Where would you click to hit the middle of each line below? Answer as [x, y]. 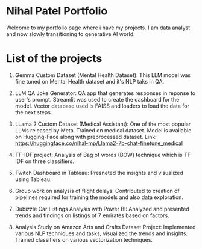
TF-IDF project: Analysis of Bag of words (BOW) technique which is [99, 155]
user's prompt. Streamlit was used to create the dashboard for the [97, 99]
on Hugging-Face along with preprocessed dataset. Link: [86, 137]
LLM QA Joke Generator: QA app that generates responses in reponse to [105, 93]
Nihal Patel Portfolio [57, 11]
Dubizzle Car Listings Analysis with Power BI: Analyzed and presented [102, 209]
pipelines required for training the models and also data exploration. [99, 197]
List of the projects [54, 59]
